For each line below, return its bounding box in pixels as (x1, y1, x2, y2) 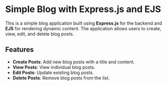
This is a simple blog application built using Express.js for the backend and (5, 20, 162, 26)
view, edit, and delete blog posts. (5, 31, 74, 37)
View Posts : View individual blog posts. (12, 64, 96, 70)
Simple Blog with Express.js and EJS (5, 4, 161, 15)
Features (5, 45, 34, 54)
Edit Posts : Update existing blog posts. (12, 69, 94, 75)
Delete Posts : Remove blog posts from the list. (12, 74, 110, 81)
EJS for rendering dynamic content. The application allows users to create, (5, 25, 161, 31)
